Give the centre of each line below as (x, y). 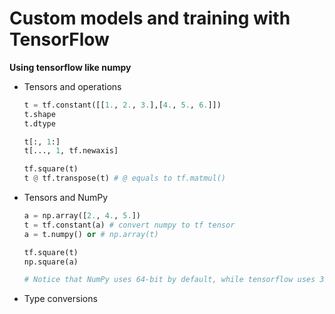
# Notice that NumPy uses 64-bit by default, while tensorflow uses (169, 280)
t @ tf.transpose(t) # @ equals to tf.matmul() (124, 178)
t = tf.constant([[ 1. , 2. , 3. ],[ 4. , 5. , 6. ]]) (122, 105)
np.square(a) (51, 262)
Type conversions (60, 299)
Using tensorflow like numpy (70, 67)
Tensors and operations (72, 86)
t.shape (39, 114)
